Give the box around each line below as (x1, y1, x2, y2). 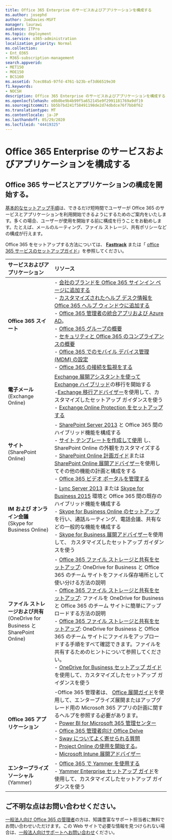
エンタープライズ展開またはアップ (74, 696, 156, 704)
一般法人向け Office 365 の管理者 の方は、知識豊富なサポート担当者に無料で (5, 816, 165, 823)
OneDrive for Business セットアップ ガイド (58, 663, 162, 671)
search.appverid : (5, 60, 42, 65)
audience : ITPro (5, 27, 40, 32)
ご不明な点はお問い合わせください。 (5, 802, 120, 811)
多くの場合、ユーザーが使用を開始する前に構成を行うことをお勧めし (13, 218, 158, 224)
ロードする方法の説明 (54, 610, 106, 617)
